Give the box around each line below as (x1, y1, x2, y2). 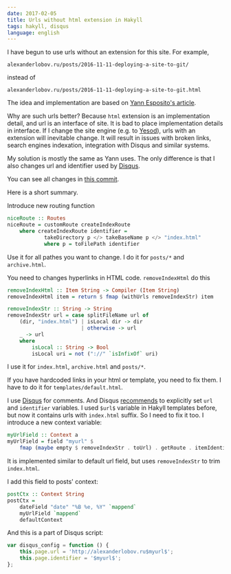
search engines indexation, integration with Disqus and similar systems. (7, 141, 210, 150)
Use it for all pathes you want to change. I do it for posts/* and (7, 253, 184, 261)
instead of (7, 73, 36, 82)
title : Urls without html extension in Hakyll (7, 16, 143, 23)
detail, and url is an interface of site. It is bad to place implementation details (7, 119, 223, 128)
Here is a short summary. (7, 188, 79, 196)
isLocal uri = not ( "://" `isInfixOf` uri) (32, 350, 158, 357)
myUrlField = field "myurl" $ (7, 438, 94, 445)
